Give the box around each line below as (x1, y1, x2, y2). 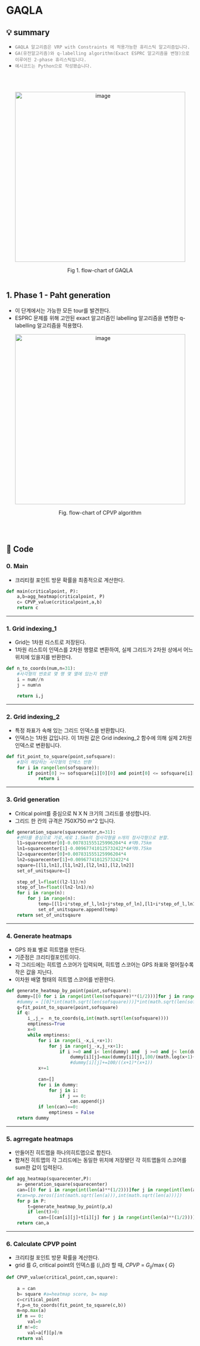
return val (17, 1335, 44, 1341)
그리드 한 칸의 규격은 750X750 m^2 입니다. (14, 817, 115, 824)
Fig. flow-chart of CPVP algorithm (58, 509, 142, 516)
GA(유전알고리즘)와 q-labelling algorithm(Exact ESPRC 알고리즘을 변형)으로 (14, 51, 190, 57)
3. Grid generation (6, 796, 60, 804)
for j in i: (48, 1088, 79, 1093)
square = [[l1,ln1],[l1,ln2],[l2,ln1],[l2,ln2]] (17, 862, 135, 868)
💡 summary (6, 27, 50, 38)
